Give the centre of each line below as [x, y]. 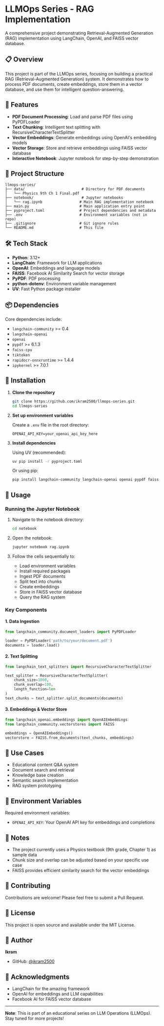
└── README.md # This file [54, 228]
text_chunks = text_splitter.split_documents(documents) [64, 698]
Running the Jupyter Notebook [42, 509]
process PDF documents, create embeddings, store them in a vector [74, 84]
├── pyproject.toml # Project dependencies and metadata [81, 211]
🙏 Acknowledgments [37, 977]
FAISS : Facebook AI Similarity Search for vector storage [68, 274]
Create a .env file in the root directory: [51, 425]
